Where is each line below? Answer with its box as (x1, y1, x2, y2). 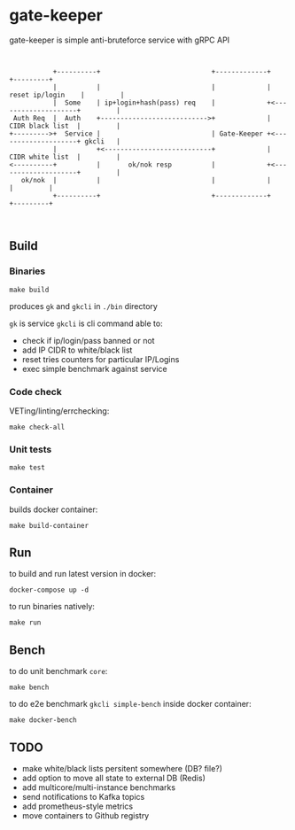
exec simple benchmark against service (21, 363, 168, 374)
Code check (9, 385, 62, 398)
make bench (9, 683, 50, 692)
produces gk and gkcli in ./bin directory (9, 300, 158, 311)
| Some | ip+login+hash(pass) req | (52, 98, 216, 107)
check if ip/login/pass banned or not (21, 335, 155, 345)
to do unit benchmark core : (9, 666, 108, 677)
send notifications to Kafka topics (21, 791, 145, 802)
